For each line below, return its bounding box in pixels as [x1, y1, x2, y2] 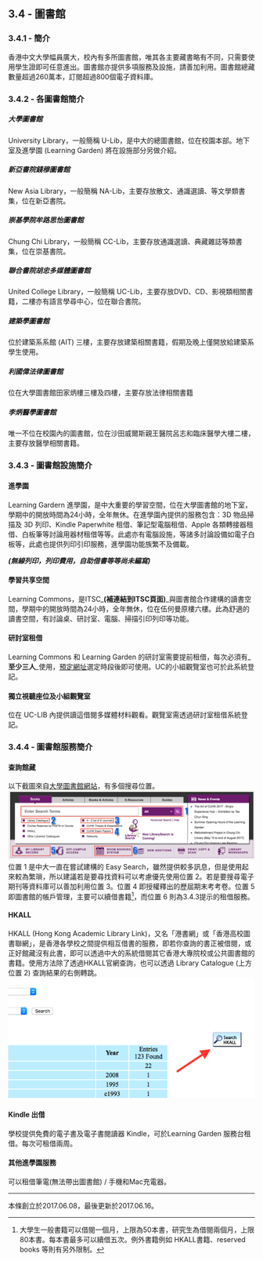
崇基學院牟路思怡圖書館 [8, 215, 84, 225]
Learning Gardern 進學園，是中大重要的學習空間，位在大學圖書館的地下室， [8, 500, 252, 509]
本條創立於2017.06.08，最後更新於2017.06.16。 [8, 1201, 159, 1210]
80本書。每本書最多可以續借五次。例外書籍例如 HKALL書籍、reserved [19, 1234, 247, 1244]
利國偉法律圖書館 [8, 367, 63, 377]
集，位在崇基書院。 [8, 246, 70, 256]
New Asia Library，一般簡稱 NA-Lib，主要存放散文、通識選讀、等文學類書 [8, 186, 246, 195]
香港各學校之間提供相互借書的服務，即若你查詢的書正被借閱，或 [45, 938, 252, 948]
